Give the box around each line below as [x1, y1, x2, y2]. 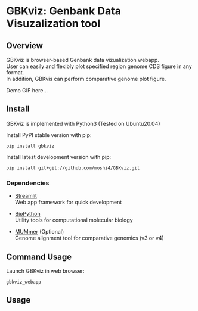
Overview [6, 41, 44, 51]
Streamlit [14, 192, 38, 200]
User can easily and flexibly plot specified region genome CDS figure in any [6, 63, 192, 70]
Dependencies [6, 179, 49, 187]
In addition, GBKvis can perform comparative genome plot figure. [6, 76, 166, 82]
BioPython [14, 210, 41, 217]
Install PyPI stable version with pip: [6, 131, 92, 138]
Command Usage [6, 251, 72, 262]
